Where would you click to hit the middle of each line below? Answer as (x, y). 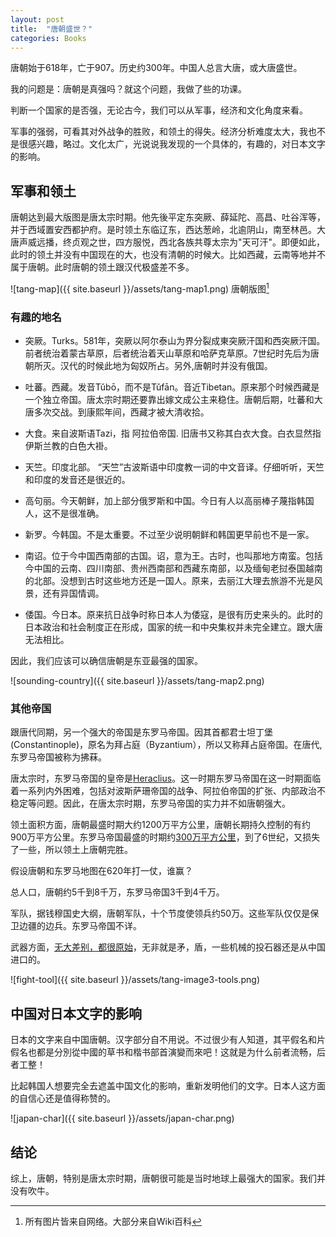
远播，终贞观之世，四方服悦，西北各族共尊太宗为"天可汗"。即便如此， (181, 242)
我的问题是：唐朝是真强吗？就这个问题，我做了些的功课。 (128, 89)
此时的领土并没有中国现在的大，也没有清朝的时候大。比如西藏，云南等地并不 (168, 255)
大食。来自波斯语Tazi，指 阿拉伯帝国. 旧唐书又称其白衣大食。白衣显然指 (173, 433)
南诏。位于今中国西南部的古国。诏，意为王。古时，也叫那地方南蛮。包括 (173, 556)
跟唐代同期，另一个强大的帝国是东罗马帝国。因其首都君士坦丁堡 (141, 732)
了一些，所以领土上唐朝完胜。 (71, 850)
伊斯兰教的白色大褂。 (68, 446)
